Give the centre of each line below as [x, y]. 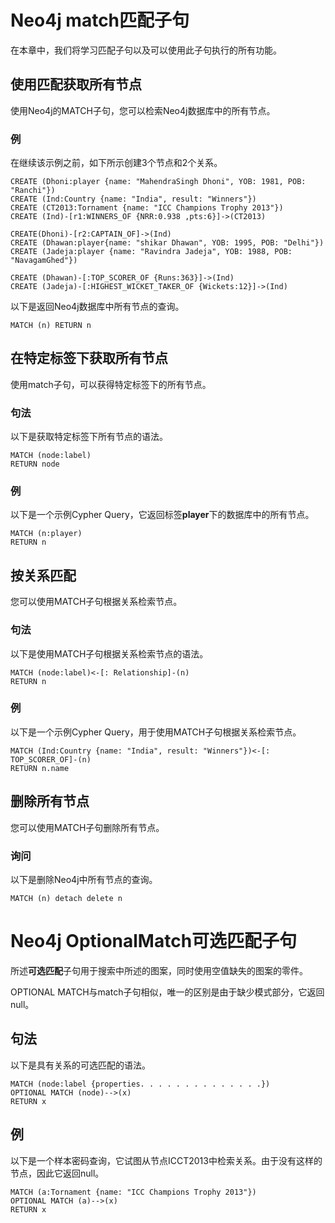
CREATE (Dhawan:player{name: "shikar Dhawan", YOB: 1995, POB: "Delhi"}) [167, 243]
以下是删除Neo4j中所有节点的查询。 [84, 879]
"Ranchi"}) [33, 191]
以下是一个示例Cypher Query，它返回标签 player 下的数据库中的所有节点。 [162, 515]
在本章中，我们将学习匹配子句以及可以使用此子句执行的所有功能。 [146, 50]
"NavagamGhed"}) [44, 261]
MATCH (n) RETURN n [51, 326]
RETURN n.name [40, 768]
